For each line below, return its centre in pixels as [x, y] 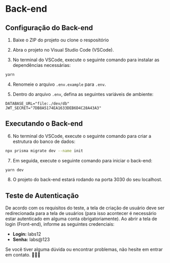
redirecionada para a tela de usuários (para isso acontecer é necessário [81, 213]
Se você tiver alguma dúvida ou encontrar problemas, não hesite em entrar [84, 249]
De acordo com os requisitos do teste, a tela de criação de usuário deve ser [85, 208]
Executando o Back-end [44, 124]
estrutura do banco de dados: [44, 141]
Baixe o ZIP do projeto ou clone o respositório [61, 40]
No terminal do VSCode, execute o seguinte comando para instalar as [86, 60]
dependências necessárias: [42, 65]
